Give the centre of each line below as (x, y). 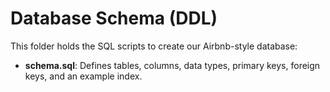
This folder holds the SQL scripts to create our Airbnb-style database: (154, 46)
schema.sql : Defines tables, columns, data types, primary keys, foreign (172, 65)
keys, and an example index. (83, 76)
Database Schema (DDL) (114, 18)
